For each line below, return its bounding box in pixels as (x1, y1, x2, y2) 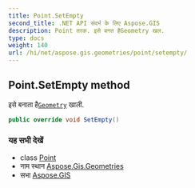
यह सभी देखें (8, 134, 44, 146)
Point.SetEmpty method (8, 78, 130, 92)
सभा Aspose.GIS (19, 170, 71, 180)
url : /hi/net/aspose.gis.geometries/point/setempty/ (8, 49, 188, 57)
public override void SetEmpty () (8, 115, 120, 124)
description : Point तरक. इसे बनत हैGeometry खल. (8, 26, 165, 34)
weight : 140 (8, 42, 48, 50)
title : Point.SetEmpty (8, 11, 84, 20)
